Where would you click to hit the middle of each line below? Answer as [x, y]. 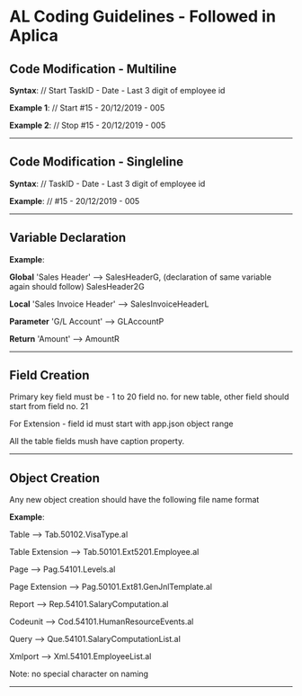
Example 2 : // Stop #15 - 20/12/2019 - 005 [88, 125]
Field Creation [49, 375]
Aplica [34, 36]
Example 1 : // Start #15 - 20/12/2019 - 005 [87, 108]
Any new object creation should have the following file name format [134, 500]
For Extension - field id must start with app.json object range [121, 424]
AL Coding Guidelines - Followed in [143, 17]
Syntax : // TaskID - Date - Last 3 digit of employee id [107, 183]
